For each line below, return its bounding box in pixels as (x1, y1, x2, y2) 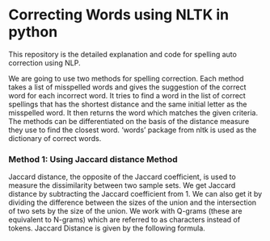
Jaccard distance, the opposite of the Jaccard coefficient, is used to (8, 172, 236, 182)
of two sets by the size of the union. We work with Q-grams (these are (8, 206, 243, 216)
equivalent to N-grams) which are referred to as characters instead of (8, 215, 241, 225)
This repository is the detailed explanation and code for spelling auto (8, 49, 237, 59)
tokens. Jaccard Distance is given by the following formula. (8, 223, 206, 233)
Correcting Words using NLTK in (8, 6, 230, 24)
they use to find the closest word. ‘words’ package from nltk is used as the (8, 125, 257, 135)
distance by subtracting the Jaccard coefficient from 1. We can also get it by (8, 189, 263, 199)
